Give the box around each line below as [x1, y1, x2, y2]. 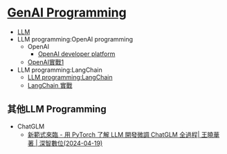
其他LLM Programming [7, 104, 107, 115]
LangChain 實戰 [27, 81, 73, 89]
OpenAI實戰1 [27, 57, 64, 66]
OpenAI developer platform [37, 50, 116, 58]
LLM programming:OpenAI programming [17, 35, 134, 43]
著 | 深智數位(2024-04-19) [27, 139, 103, 147]
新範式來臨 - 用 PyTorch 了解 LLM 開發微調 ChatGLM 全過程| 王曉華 [27, 130, 220, 139]
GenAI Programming [7, 5, 127, 21]
